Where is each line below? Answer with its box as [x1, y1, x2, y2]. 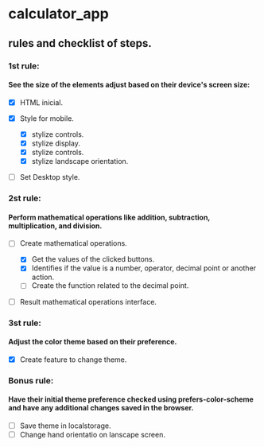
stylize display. [31, 138, 81, 148]
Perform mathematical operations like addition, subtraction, [8, 212, 211, 222]
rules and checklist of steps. [8, 37, 153, 50]
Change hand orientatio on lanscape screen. [19, 430, 165, 439]
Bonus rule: [8, 375, 54, 386]
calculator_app [8, 5, 109, 23]
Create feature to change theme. [19, 355, 127, 364]
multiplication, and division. [8, 220, 103, 231]
